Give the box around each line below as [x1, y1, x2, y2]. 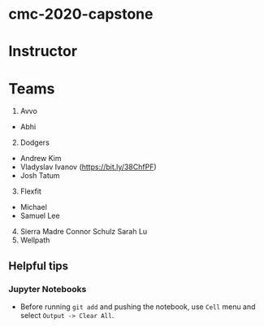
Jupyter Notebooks [8, 283, 87, 294]
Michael [19, 203, 47, 212]
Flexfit [19, 186, 42, 196]
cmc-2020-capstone [8, 5, 154, 24]
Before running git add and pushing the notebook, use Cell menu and [19, 302, 256, 312]
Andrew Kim [19, 154, 62, 163]
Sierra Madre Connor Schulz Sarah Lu [19, 227, 148, 237]
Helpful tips [8, 259, 69, 272]
